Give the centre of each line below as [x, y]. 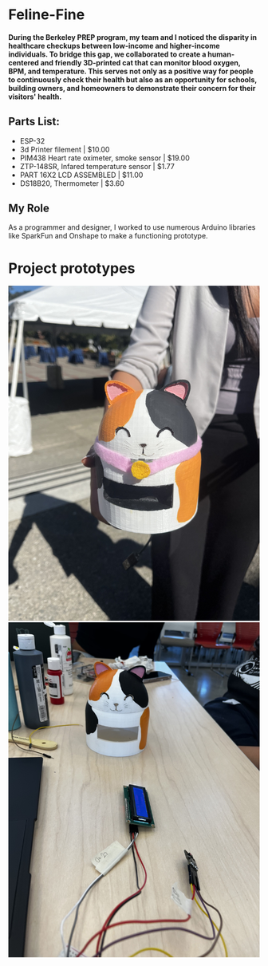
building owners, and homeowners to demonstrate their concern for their [132, 88]
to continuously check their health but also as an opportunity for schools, [133, 79]
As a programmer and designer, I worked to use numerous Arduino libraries [132, 227]
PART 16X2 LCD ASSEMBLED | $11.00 [81, 175]
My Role [29, 208]
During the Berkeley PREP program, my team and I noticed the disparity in [133, 37]
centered [24, 62]
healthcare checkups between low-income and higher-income [114, 45]
